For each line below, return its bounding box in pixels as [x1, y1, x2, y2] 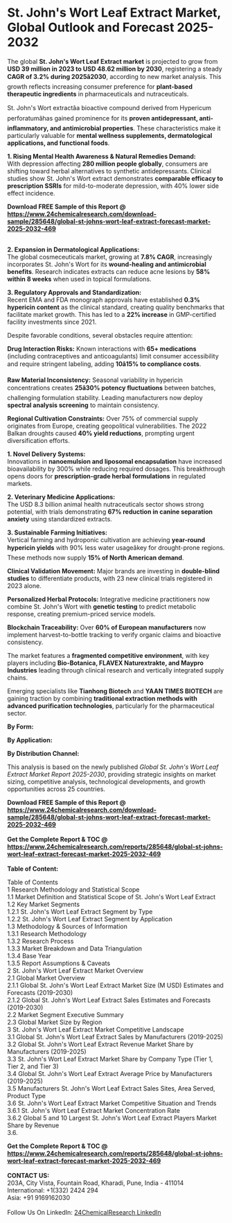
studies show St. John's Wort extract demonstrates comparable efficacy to [7, 174, 224, 182]
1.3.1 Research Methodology [7, 929, 87, 937]
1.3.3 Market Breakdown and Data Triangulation [7, 944, 143, 953]
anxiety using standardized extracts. [7, 514, 112, 523]
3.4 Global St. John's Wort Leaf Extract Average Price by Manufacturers [7, 1069, 213, 1077]
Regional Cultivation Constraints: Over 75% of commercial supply [7, 414, 199, 422]
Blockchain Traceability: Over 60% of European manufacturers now [7, 623, 206, 632]
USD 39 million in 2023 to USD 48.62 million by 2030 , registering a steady [7, 64, 223, 73]
